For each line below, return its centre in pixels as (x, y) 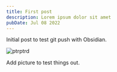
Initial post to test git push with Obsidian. (56, 40)
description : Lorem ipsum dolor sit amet (59, 17)
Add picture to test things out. (43, 62)
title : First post (29, 12)
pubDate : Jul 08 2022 (33, 23)
